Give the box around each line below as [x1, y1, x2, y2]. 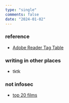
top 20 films [12, 92, 37, 98]
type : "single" [5, 7, 37, 12]
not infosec [5, 80, 33, 87]
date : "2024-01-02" [5, 16, 46, 21]
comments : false [5, 12, 39, 17]
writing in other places [5, 57, 61, 64]
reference [5, 33, 30, 40]
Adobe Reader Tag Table [12, 44, 64, 50]
